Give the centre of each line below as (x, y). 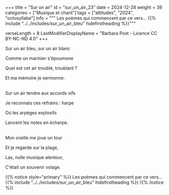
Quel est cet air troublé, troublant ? (41, 68)
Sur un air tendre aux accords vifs (40, 93)
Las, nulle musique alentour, (35, 157)
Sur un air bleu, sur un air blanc (38, 48)
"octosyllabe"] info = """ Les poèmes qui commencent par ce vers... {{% (81, 18)
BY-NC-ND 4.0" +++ (27, 38)
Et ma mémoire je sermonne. (35, 78)
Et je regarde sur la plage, (32, 147)
